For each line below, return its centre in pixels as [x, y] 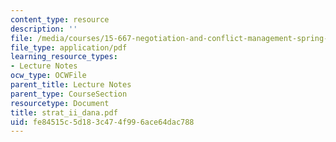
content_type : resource [60, 19]
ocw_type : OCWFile [48, 76]
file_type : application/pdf [69, 47]
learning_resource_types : [64, 57]
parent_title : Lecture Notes [71, 85]
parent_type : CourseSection [69, 94]
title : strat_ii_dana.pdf [64, 112]
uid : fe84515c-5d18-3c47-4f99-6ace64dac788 [102, 122]
